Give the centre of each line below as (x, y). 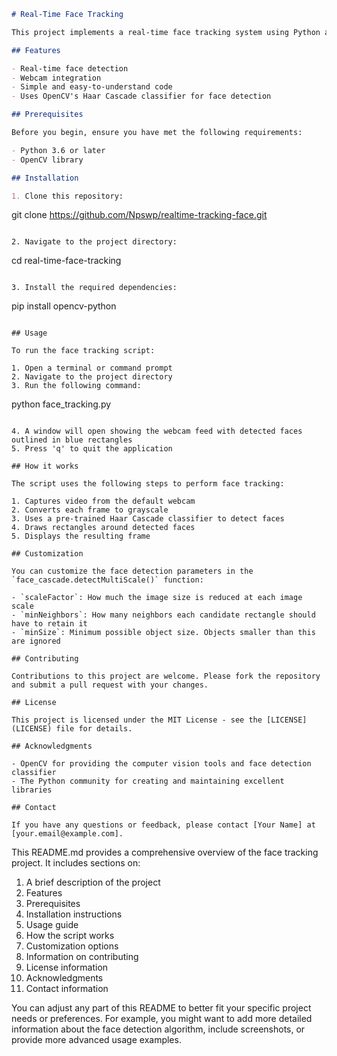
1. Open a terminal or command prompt (92, 368)
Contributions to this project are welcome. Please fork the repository (166, 676)
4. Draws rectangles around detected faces (103, 528)
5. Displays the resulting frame (81, 536)
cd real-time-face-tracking (66, 261)
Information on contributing (82, 957)
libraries (32, 790)
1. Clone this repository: (67, 196)
